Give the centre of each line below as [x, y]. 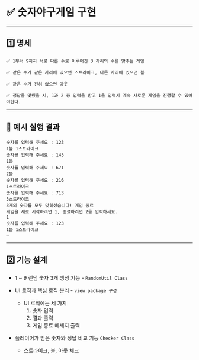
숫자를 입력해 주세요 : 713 [35, 193]
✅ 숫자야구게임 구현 [51, 12]
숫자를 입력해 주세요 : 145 [35, 155]
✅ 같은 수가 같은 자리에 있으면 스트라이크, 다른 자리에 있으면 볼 [76, 72]
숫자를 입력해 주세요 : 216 [35, 180]
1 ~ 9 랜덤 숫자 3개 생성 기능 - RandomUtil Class [71, 278]
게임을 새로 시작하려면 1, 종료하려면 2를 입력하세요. [62, 211]
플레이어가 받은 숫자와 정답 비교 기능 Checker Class [75, 338]
